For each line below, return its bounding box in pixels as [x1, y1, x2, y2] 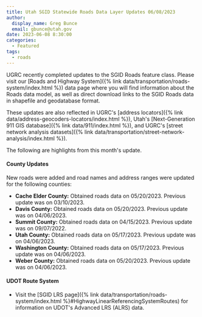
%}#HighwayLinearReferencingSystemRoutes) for [63, 297, 189, 305]
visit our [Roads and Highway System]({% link [6, 77, 122, 85]
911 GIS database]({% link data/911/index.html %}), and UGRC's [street [6, 121, 184, 129]
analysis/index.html [6, 135, 55, 142]
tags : [6, 49, 20, 55]
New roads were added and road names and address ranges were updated [6, 174, 195, 181]
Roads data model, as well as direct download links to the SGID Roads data [6, 90, 194, 98]
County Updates [6, 160, 49, 168]
